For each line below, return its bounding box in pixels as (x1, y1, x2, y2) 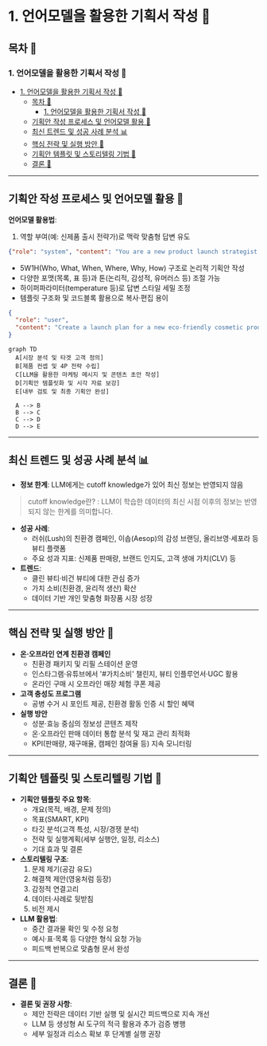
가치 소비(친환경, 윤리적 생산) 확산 (31, 583, 137, 593)
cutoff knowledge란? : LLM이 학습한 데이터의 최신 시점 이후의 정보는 (27, 496, 242, 506)
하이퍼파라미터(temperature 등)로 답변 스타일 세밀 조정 (19, 283, 191, 292)
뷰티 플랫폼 (31, 543, 66, 553)
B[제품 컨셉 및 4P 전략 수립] (15, 362, 101, 370)
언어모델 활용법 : (8, 214, 57, 224)
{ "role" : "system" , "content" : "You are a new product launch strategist (8, 248, 258, 256)
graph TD (8, 346, 37, 354)
